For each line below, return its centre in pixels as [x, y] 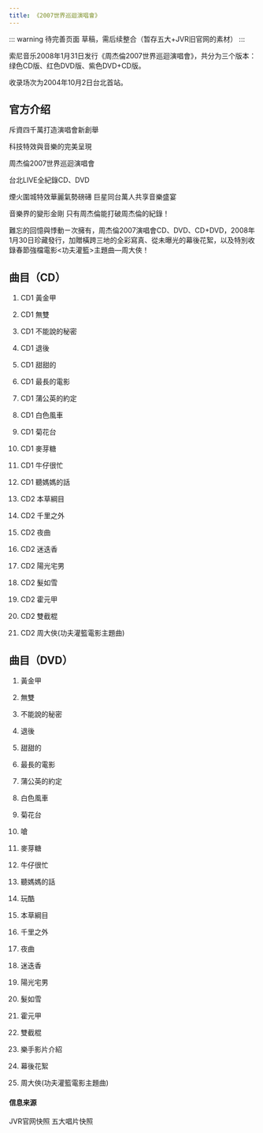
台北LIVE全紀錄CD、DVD [49, 180]
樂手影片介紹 [41, 1049]
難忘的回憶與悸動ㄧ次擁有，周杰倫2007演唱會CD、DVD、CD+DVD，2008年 [132, 230]
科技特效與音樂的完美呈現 [50, 147]
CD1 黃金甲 [38, 298]
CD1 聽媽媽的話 [45, 483]
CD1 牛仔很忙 [42, 465]
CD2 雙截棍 [39, 617]
